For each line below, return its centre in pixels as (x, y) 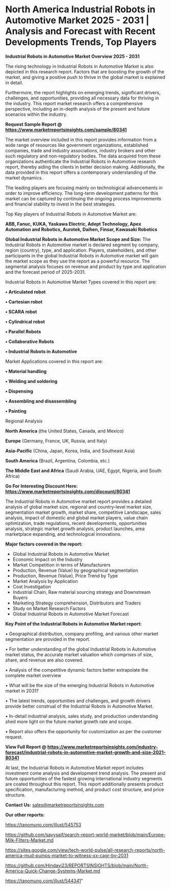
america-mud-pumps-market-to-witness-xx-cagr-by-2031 (67, 855)
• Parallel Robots (23, 331)
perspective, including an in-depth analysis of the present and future (78, 109)
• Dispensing (19, 391)
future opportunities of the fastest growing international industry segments (84, 778)
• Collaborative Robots (30, 341)
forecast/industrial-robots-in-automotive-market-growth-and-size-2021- (86, 752)
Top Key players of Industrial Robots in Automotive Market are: (71, 214)
